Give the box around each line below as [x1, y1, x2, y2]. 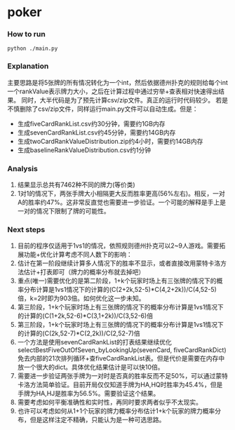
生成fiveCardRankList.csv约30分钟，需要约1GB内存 [17, 119, 166, 128]
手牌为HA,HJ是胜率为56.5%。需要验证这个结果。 [17, 389, 160, 398]
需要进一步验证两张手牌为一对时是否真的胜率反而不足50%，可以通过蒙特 [17, 372, 228, 380]
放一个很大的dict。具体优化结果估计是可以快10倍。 [17, 363, 164, 372]
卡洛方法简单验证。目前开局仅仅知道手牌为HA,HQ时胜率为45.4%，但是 [17, 380, 223, 389]
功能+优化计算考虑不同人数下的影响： [23, 250, 133, 259]
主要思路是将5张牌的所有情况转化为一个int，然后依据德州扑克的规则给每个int [7, 78, 228, 86]
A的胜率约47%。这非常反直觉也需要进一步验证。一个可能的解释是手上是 [17, 198, 227, 207]
